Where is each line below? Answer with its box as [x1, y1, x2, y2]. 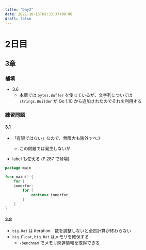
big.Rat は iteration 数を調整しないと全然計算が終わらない [12, 228, 131, 233]
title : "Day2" [5, 7, 34, 12]
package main [5, 166, 32, 170]
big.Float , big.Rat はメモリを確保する [12, 234, 89, 240]
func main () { [5, 174, 34, 180]
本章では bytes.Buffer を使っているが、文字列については [19, 92, 132, 98]
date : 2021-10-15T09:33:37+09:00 [5, 12, 73, 17]
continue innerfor [31, 192, 68, 197]
